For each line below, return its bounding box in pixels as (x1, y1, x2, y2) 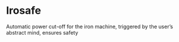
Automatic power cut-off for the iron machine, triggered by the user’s (6, 23, 173, 30)
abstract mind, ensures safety (6, 29, 79, 36)
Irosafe (6, 4, 41, 17)
